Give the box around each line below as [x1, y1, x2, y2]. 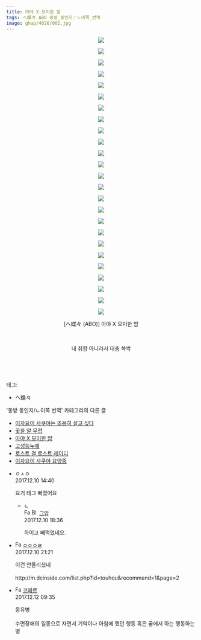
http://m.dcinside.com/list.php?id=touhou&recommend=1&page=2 [14, 574, 179, 581]
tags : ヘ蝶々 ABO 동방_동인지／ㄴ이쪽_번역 [6, 14, 101, 21]
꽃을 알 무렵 [14, 427, 43, 435]
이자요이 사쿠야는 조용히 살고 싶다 [14, 420, 94, 427]
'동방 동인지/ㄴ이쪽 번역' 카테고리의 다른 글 [6, 407, 107, 414]
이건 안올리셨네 [14, 561, 51, 568]
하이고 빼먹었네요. [23, 529, 66, 536]
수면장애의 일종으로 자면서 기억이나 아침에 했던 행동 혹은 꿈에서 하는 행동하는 [14, 620, 196, 627]
